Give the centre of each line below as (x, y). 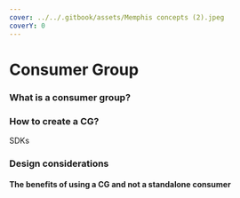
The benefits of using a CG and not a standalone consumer (120, 185)
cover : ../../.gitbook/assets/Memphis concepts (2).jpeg (117, 17)
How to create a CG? (54, 121)
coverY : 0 (28, 26)
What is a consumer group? (70, 97)
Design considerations (59, 163)
